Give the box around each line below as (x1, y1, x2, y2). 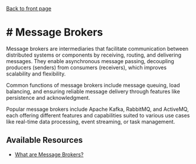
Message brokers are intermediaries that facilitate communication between (6, 45, 189, 52)
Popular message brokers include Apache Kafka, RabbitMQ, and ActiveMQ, (6, 106, 189, 113)
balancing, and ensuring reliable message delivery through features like (6, 88, 180, 95)
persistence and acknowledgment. (6, 94, 90, 101)
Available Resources (6, 135, 83, 145)
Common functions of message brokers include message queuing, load (6, 81, 180, 88)
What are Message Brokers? (14, 150, 84, 158)
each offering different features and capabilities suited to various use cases (6, 111, 190, 119)
